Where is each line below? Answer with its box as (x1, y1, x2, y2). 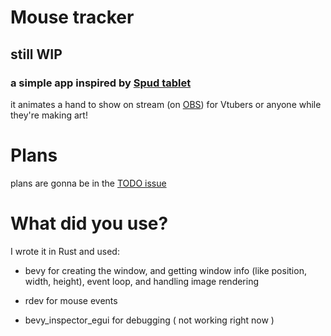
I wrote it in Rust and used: (10, 245, 120, 257)
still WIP (10, 46, 63, 63)
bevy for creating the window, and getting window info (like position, (24, 264, 307, 276)
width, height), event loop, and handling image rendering (24, 275, 260, 287)
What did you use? (10, 212, 169, 235)
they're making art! (10, 109, 88, 121)
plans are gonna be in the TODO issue (10, 177, 167, 189)
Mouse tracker (10, 6, 135, 29)
